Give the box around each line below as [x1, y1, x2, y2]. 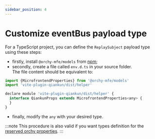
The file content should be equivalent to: [12, 69, 93, 75]
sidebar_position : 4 [5, 7, 47, 12]
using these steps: [5, 49, 42, 55]
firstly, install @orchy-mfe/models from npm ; [12, 59, 98, 64]
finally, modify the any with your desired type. [12, 113, 103, 119]
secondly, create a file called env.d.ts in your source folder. [12, 63, 132, 69]
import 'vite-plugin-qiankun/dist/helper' [5, 83, 92, 88]
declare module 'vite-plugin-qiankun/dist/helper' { [5, 92, 114, 96]
